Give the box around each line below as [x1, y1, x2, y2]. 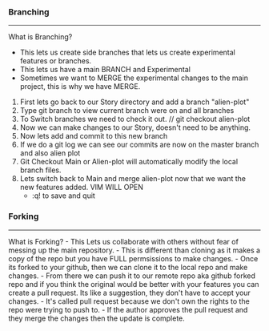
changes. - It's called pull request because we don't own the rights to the [8, 296, 250, 306]
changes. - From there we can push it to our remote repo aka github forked [8, 271, 256, 281]
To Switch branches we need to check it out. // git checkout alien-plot [19, 115, 251, 124]
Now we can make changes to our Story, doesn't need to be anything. [19, 123, 251, 132]
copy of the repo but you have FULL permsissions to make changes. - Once [8, 253, 259, 263]
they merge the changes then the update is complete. [8, 313, 186, 323]
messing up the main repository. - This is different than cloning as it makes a [8, 245, 261, 255]
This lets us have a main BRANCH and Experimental [19, 65, 191, 75]
